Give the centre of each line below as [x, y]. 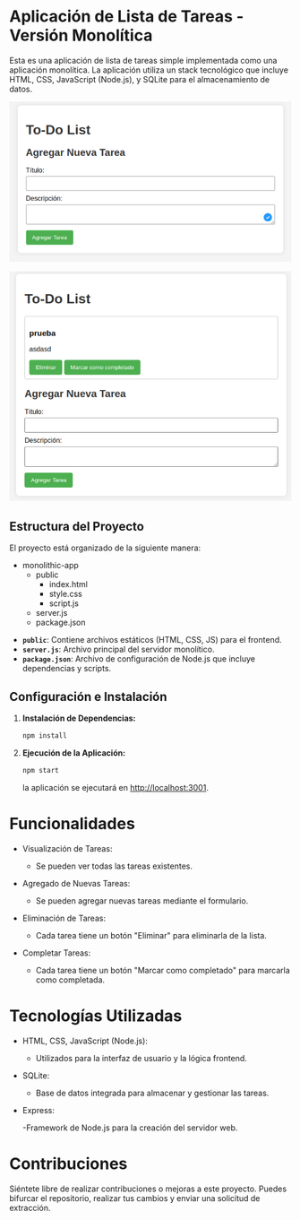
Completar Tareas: [56, 953]
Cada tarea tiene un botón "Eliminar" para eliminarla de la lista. [151, 935]
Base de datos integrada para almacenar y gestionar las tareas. [152, 1093]
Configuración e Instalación [88, 697]
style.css [65, 594]
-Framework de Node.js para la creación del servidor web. [130, 1128]
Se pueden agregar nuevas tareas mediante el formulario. [142, 900]
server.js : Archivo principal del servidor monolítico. [118, 649]
